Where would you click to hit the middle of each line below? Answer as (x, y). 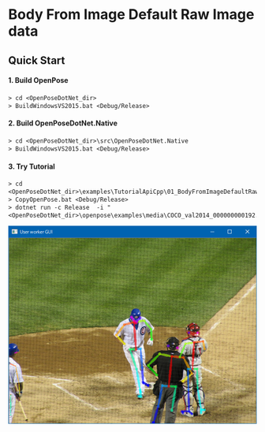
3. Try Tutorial (32, 166)
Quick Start (37, 60)
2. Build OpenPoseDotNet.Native (63, 123)
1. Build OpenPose (38, 80)
